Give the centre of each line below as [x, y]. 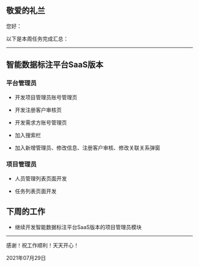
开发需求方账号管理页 [41, 122]
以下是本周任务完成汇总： [37, 39]
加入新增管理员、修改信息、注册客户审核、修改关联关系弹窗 [87, 148]
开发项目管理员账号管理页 [46, 97]
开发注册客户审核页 [38, 110]
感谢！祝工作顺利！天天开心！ [42, 245]
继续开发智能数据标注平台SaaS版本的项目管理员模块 [78, 227]
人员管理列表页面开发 [41, 178]
